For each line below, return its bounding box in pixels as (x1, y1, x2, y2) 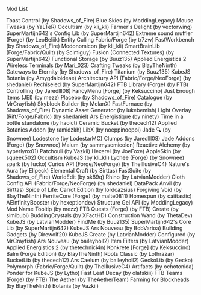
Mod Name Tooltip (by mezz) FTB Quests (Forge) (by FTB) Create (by (6, 205, 179, 212)
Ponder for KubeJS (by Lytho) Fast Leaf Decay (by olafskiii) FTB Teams (6, 270, 183, 276)
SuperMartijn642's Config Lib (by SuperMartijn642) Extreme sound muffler (6, 30, 193, 37)
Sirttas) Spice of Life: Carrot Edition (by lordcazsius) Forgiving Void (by (6, 186, 182, 193)
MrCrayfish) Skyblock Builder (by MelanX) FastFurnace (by (6, 100, 153, 107)
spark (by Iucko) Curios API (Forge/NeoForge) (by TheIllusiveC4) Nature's (6, 160, 190, 168)
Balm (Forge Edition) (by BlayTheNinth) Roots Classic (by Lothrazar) (6, 250, 175, 257)
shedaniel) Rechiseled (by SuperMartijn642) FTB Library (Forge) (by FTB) (6, 81, 188, 88)
